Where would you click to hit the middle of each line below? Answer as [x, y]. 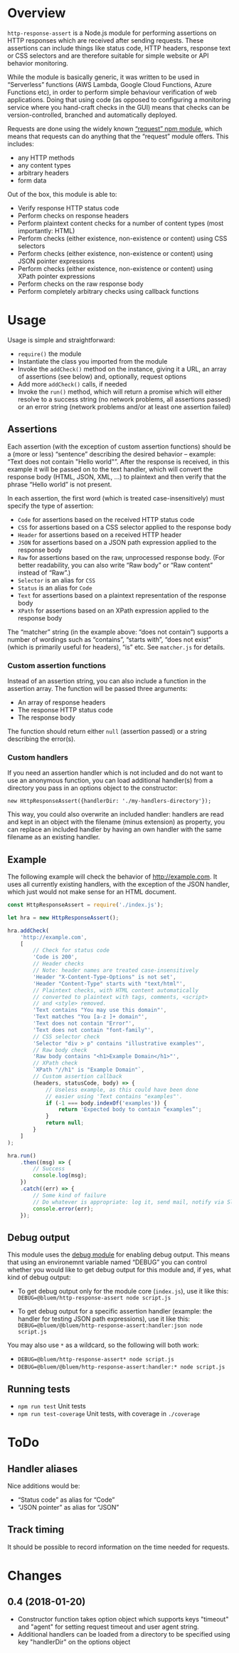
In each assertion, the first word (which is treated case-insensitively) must [116, 498]
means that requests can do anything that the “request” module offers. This [118, 136]
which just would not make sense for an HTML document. [92, 892]
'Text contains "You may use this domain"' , [100, 1010]
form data [32, 180]
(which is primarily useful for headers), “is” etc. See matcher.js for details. [116, 647]
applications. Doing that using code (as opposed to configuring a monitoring [119, 99]
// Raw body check [60, 1050]
